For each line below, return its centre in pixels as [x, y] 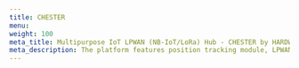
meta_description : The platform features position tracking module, [139, 50]
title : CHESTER [37, 17]
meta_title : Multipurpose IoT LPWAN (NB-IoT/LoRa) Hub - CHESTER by [139, 42]
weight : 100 [31, 34]
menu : [19, 26]
